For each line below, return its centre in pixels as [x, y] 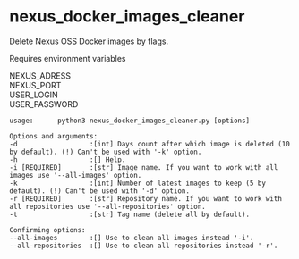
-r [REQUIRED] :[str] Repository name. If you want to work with [145, 198]
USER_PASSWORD [44, 104]
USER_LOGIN [34, 95]
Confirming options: [48, 230]
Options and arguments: [54, 136]
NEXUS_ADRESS [40, 75]
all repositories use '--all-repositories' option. [107, 206]
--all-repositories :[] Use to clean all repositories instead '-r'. [144, 246]
